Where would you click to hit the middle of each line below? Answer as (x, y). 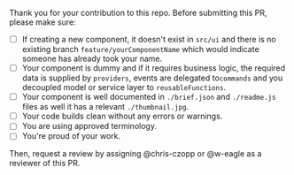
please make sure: (43, 22)
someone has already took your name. (92, 59)
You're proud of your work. (71, 136)
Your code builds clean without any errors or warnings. (122, 116)
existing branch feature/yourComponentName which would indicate (140, 49)
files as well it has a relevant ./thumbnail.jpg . (105, 107)
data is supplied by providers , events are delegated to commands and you (152, 78)
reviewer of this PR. (45, 164)
